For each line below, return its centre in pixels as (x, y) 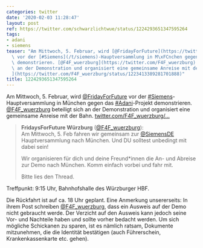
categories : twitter (32, 12)
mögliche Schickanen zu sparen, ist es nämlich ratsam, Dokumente (90, 226)
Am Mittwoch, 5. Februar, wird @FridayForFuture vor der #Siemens (90, 97)
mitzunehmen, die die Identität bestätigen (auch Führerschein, (84, 232)
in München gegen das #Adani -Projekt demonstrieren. (124, 103)
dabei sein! (35, 147)
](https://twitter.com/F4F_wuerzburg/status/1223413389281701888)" (98, 74)
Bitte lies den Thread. (47, 177)
